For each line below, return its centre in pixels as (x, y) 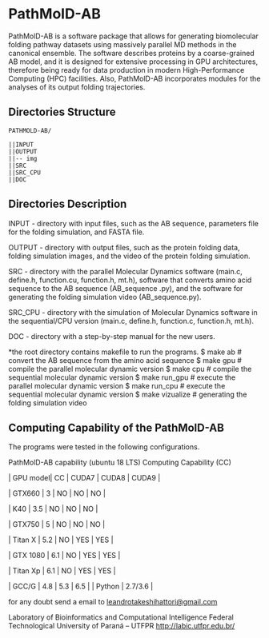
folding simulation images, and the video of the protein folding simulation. (129, 256)
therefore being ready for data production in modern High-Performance (126, 70)
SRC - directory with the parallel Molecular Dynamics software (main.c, (125, 271)
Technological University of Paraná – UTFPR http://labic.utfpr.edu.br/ (122, 626)
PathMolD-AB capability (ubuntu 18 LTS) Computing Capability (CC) (120, 463)
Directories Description (68, 204)
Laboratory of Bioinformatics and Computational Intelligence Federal (121, 617)
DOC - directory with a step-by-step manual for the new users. (112, 336)
